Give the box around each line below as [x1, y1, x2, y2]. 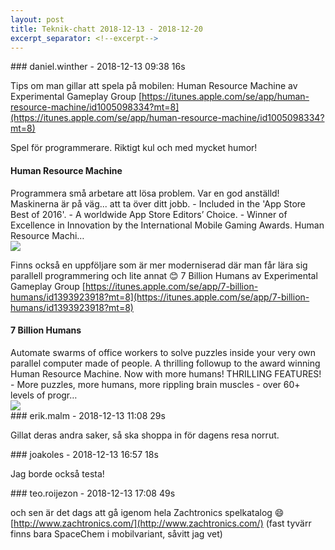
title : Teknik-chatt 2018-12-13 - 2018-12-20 [10, 24, 203, 34]
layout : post [10, 14, 65, 25]
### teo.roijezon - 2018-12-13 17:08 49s [10, 487, 176, 499]
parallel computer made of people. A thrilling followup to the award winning [10, 357, 321, 369]
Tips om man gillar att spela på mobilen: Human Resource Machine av [10, 80, 298, 92]
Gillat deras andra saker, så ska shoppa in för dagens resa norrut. [10, 429, 280, 441]
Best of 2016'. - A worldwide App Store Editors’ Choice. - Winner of [10, 208, 288, 220]
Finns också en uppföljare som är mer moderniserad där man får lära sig [10, 259, 308, 271]
